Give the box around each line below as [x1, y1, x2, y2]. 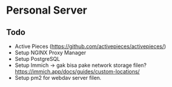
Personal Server [6, 4, 87, 17]
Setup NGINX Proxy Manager [14, 49, 87, 56]
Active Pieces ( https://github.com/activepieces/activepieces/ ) [14, 43, 166, 50]
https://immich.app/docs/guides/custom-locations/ [14, 68, 140, 75]
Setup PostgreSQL [14, 56, 60, 62]
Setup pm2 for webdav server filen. [14, 75, 102, 81]
